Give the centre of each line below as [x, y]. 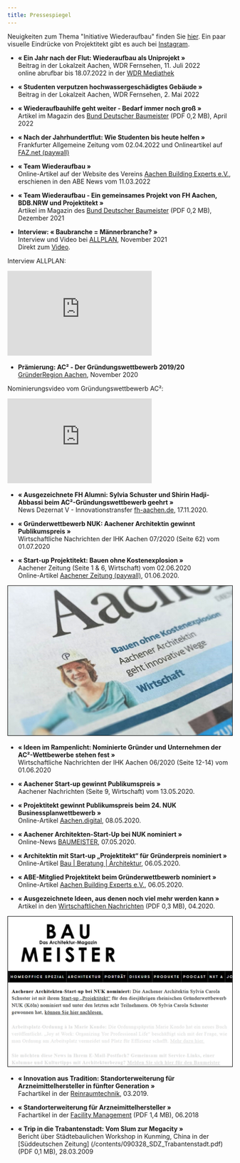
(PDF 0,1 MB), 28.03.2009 [56, 1151]
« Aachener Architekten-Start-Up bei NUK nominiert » [100, 835]
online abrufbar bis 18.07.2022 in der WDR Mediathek [96, 73]
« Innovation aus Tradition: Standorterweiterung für [96, 1078]
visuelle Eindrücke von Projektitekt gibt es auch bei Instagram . [99, 44]
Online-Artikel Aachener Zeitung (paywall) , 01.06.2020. [98, 575]
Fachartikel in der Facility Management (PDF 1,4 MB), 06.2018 [108, 1114]
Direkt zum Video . [44, 247]
